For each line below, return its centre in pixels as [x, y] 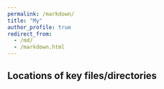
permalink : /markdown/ [41, 14]
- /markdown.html [39, 47]
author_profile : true [39, 27]
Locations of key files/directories [82, 76]
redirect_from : [30, 34]
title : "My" [25, 21]
